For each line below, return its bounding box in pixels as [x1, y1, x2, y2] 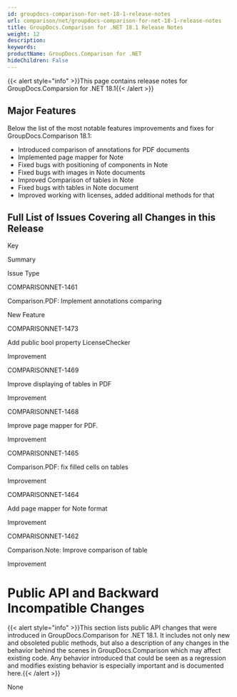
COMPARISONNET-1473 [7, 324, 79, 333]
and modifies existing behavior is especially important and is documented [7, 661, 224, 670]
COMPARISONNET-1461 [7, 283, 78, 291]
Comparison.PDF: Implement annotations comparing [7, 297, 162, 306]
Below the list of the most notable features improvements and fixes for [7, 124, 214, 132]
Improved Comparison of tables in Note [17, 176, 134, 184]
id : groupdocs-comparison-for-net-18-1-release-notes [7, 10, 171, 18]
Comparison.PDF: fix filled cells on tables [7, 463, 128, 471]
